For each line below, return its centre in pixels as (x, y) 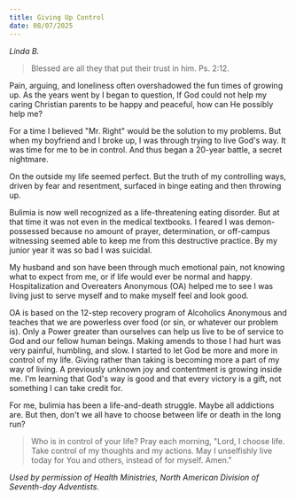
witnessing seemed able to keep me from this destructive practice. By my (143, 240)
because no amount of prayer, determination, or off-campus (160, 231)
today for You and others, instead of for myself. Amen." (131, 460)
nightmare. (29, 159)
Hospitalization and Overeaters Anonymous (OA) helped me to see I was (141, 286)
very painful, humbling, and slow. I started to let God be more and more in (144, 350)
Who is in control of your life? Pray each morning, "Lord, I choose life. (158, 441)
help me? (26, 114)
